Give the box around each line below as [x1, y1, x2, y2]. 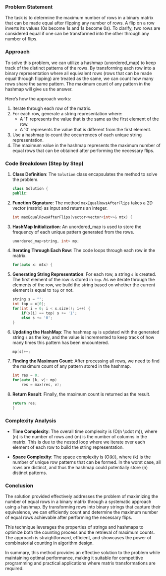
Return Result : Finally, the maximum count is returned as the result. [12, 391, 151, 397]
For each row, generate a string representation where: [12, 110, 123, 116]
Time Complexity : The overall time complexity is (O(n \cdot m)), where [12, 428, 158, 434]
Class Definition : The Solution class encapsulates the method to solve [12, 171, 158, 177]
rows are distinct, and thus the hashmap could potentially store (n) [12, 465, 148, 471]
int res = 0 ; [12, 373, 40, 378]
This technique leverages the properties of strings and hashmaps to [5, 524, 144, 530]
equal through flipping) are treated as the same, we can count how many [5, 76, 154, 82]
